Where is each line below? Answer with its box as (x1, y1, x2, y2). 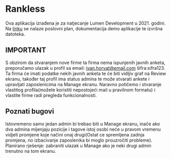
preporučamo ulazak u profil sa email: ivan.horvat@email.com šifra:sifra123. (5, 65, 165, 71)
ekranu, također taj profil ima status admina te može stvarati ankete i (5, 75, 150, 82)
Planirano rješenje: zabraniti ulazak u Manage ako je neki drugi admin (5, 142, 152, 149)
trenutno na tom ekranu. (5, 148, 56, 154)
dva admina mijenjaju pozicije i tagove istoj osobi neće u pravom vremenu (5, 126, 161, 132)
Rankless (5, 3, 45, 15)
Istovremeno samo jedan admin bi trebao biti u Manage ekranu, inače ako (5, 121, 160, 127)
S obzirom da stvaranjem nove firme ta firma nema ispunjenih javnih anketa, (5, 60, 165, 66)
